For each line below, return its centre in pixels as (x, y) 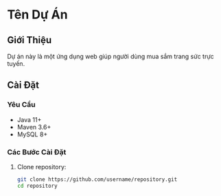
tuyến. (16, 64)
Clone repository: (42, 167)
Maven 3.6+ (34, 127)
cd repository (37, 186)
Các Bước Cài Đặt (37, 152)
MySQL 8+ (32, 134)
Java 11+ (29, 119)
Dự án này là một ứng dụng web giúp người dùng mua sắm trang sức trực (110, 56)
